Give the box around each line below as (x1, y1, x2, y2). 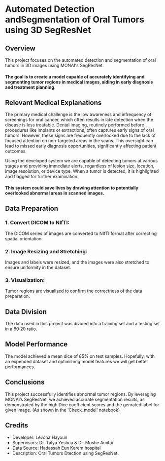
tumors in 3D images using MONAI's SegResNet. (5, 63, 104, 68)
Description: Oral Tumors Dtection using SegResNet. (12, 450, 119, 456)
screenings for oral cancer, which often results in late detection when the (5, 117, 154, 123)
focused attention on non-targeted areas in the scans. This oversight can (5, 138, 154, 144)
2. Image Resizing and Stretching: (5, 248, 88, 255)
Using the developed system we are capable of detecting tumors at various (5, 158, 158, 164)
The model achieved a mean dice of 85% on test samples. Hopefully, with (5, 353, 155, 359)
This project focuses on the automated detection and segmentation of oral (5, 57, 156, 63)
